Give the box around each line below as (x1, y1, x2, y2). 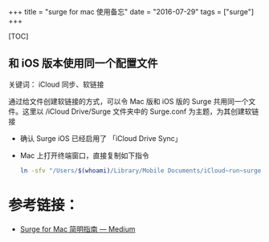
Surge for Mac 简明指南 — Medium (19, 224, 136, 234)
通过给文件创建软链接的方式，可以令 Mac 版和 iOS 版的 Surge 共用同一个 (8, 96, 249, 106)
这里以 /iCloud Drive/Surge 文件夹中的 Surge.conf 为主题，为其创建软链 (22, 107, 259, 116)
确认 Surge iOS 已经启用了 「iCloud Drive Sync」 (19, 133, 182, 143)
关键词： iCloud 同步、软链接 (8, 79, 104, 89)
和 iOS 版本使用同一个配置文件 (8, 57, 158, 71)
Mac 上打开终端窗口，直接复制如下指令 (19, 151, 150, 160)
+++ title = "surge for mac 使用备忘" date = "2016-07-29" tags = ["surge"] (8, 7, 255, 16)
